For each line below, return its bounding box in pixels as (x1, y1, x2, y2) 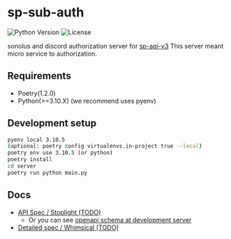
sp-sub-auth (7, 4, 84, 21)
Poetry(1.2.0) (17, 88, 56, 97)
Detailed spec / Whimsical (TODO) (17, 223, 119, 232)
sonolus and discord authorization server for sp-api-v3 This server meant (7, 41, 224, 50)
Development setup (7, 117, 97, 129)
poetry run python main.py (7, 169, 88, 176)
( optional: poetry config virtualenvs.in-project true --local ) (7, 143, 202, 150)
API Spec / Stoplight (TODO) (17, 208, 101, 216)
